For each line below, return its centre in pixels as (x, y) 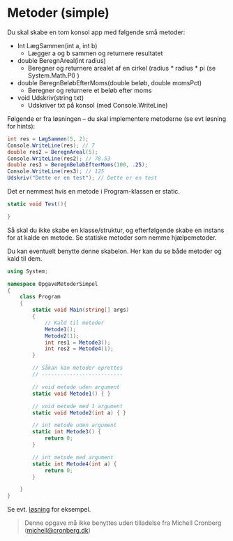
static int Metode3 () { (67, 432)
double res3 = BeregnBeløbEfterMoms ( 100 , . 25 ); (78, 165)
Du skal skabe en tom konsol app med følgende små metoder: (96, 32)
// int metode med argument (73, 457)
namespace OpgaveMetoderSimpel (53, 284)
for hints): (21, 126)
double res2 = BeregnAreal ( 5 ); (53, 152)
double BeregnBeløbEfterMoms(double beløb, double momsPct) (110, 82)
